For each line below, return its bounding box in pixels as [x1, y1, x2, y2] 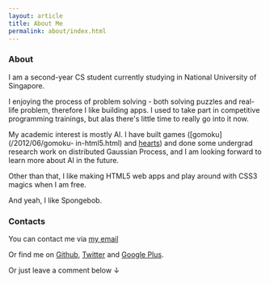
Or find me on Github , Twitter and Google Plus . [8, 249, 164, 259]
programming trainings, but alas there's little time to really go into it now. [8, 114, 249, 123]
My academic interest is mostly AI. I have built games [8, 129, 186, 139]
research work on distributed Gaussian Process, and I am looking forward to [8, 147, 262, 157]
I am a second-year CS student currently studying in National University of [8, 72, 257, 82]
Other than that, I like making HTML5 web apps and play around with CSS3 [8, 171, 258, 181]
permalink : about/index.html [8, 27, 107, 35]
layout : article [8, 11, 63, 20]
